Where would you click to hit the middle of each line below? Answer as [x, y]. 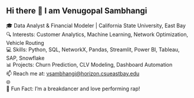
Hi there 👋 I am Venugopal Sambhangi [77, 11]
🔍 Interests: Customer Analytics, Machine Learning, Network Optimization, [97, 34]
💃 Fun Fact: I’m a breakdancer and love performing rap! [73, 89]
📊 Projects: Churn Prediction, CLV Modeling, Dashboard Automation [89, 64]
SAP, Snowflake [25, 58]
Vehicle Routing [25, 43]
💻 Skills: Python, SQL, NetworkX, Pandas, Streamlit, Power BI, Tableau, [93, 49]
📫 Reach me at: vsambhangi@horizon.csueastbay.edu [73, 73]
